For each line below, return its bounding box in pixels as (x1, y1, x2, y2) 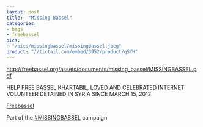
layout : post (6, 9, 40, 15)
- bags (6, 26, 23, 32)
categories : (6, 20, 37, 26)
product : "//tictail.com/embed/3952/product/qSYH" (6, 49, 138, 55)
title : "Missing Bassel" (6, 15, 72, 21)
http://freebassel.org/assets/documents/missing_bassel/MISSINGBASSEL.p (6, 65, 197, 73)
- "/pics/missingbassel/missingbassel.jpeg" (6, 43, 122, 49)
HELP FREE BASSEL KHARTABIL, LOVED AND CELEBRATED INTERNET (6, 84, 185, 91)
